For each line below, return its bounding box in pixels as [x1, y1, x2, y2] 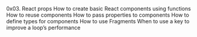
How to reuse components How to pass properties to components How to [6, 11, 190, 18]
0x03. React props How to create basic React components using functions [6, 5, 191, 12]
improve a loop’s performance [6, 24, 81, 31]
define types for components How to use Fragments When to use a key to [6, 18, 190, 24]
